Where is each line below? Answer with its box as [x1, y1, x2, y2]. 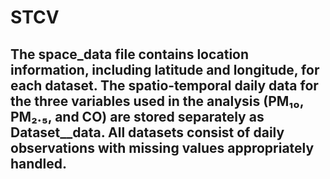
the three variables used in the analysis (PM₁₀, [10, 92, 305, 110]
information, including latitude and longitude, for [10, 61, 320, 78]
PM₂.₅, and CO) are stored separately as [10, 108, 265, 125]
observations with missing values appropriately [10, 139, 315, 156]
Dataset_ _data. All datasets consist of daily [10, 124, 285, 141]
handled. [10, 155, 68, 172]
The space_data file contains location [10, 46, 250, 63]
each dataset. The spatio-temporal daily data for [10, 77, 319, 94]
